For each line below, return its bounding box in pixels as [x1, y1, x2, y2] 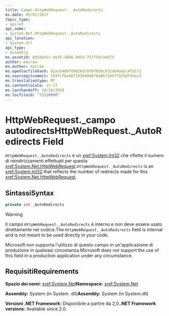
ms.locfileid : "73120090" [5, 92, 60, 97]
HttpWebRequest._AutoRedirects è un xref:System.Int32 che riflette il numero [5, 153, 164, 159]
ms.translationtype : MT [5, 78, 56, 83]
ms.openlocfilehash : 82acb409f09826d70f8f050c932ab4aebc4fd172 [5, 69, 142, 74]
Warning [5, 212, 23, 217]
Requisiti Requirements [5, 267, 79, 276]
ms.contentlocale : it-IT [5, 83, 58, 88]
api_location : [5, 36, 35, 41]
